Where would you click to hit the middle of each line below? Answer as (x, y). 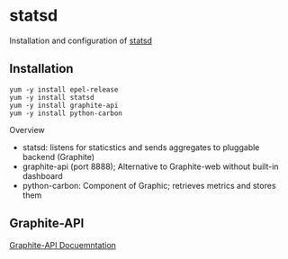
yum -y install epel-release (64, 89)
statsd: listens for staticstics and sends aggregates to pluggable (141, 147)
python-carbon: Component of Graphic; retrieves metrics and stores (149, 185)
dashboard (42, 175)
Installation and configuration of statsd (81, 40)
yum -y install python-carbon (66, 113)
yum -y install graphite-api (64, 105)
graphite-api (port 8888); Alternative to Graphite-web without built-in (150, 166)
